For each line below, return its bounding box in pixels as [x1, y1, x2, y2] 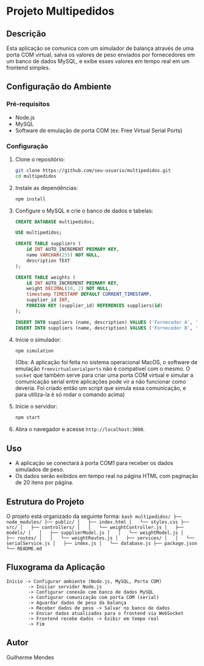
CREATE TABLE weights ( [15, 274, 76, 281]
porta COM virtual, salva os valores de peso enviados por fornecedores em [6, 51, 195, 58]
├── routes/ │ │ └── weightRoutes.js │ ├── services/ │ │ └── [6, 535, 195, 541]
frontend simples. [6, 64, 51, 71]
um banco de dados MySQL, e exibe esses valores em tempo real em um [6, 58, 190, 65]
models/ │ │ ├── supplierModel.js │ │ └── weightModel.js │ [6, 530, 184, 536]
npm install [15, 196, 46, 202]
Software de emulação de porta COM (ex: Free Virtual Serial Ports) [15, 127, 183, 134]
